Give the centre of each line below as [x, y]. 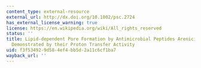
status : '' [20, 34]
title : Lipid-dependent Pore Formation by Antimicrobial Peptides [91, 39]
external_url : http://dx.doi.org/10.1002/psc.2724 [71, 17]
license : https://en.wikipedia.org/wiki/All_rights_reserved [84, 28]
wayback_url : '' [26, 56]
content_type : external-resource [48, 12]
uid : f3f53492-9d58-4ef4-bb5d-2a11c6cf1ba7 [61, 50]
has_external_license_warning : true [52, 22]
